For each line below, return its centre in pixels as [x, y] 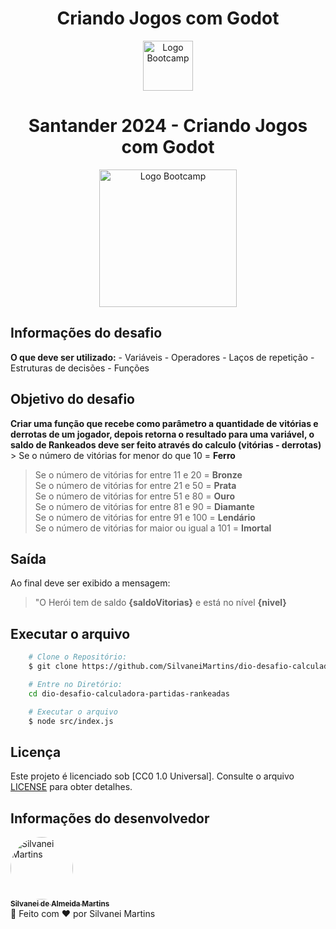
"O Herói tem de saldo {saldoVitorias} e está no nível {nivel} [160, 603]
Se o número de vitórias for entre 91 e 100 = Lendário [145, 517]
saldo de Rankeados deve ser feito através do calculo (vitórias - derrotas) [166, 444]
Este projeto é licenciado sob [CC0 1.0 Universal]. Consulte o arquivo [152, 776]
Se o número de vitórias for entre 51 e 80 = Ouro [134, 496]
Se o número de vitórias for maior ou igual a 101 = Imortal [153, 528]
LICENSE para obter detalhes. [71, 787]
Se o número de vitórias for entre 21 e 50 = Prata [135, 485]
